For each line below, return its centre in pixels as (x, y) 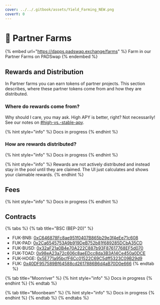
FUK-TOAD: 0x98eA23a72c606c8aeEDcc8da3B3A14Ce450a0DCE (79, 254)
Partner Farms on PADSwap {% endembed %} (52, 57)
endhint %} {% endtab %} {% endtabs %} (47, 298)
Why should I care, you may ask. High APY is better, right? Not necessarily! (80, 117)
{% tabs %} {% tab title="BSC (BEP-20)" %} (49, 228)
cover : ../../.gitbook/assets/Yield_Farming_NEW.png (60, 9)
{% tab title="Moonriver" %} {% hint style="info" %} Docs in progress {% (79, 278)
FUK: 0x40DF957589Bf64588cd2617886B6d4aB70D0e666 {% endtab (83, 264)
